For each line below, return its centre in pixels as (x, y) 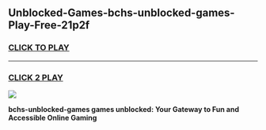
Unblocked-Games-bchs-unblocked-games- (122, 13)
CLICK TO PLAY (39, 48)
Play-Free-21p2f (49, 26)
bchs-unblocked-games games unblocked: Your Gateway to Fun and (124, 109)
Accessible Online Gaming (53, 117)
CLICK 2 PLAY (36, 77)
